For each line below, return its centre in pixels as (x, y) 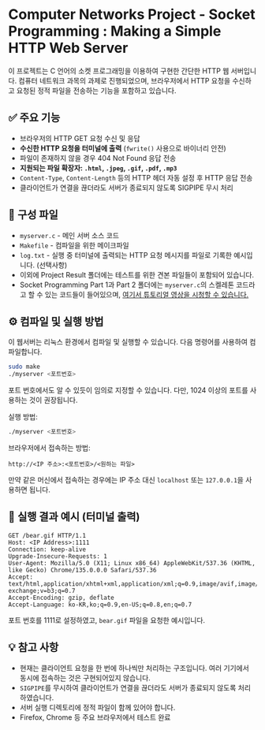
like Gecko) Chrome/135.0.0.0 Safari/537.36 (82, 570)
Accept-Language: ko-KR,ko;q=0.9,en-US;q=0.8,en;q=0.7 (100, 605)
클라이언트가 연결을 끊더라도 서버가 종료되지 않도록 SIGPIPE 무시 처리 (127, 188)
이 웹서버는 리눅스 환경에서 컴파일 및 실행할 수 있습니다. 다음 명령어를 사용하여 (128, 342)
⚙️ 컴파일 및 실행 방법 (56, 321)
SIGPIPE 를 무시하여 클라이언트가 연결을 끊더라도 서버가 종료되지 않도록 (128, 687)
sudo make (24, 367)
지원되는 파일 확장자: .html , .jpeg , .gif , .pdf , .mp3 (98, 168)
